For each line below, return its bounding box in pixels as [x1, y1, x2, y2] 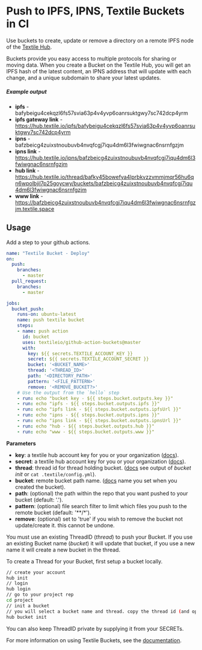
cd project [6, 597, 34, 604]
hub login [6, 586, 31, 592]
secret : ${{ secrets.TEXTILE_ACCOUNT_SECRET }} [28, 356, 149, 362]
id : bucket [22, 334, 50, 340]
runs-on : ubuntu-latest [17, 311, 77, 317]
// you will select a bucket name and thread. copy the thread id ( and [6, 609, 189, 615]
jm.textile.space [14, 205, 55, 212]
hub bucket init [6, 614, 47, 620]
